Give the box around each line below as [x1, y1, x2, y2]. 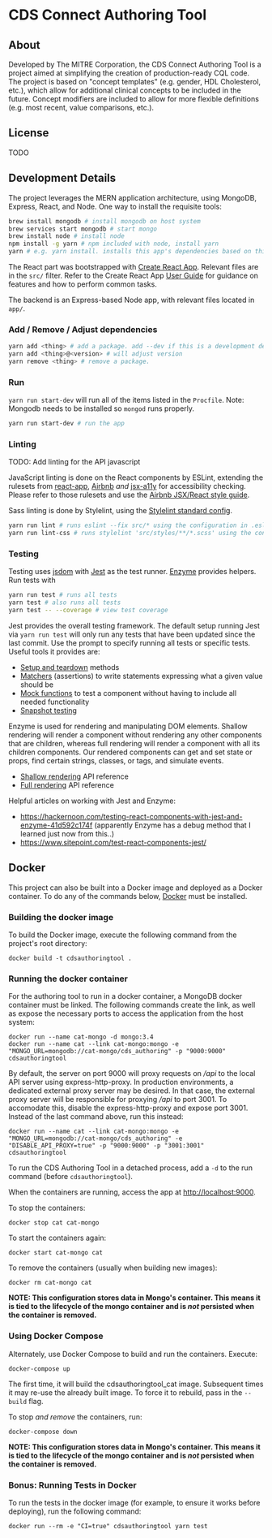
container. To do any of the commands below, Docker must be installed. [8, 891, 248, 901]
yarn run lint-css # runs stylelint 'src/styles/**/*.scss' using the [8, 529, 252, 538]
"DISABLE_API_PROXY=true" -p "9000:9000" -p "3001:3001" [8, 1142, 205, 1150]
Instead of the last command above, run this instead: [8, 1112, 184, 1121]
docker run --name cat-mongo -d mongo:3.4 [8, 1033, 154, 1041]
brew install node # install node [8, 232, 125, 240]
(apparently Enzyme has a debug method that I [94, 820, 251, 830]
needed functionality [19, 697, 90, 707]
